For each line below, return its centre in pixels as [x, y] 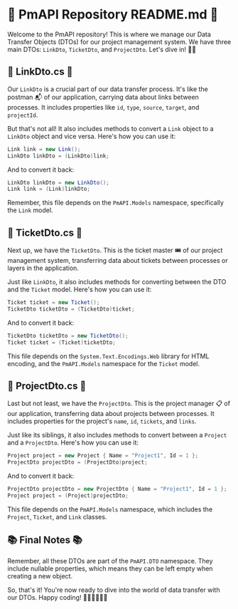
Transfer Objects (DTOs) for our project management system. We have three [119, 41]
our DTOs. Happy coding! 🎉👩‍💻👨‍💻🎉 [58, 597]
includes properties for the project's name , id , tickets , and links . [102, 421]
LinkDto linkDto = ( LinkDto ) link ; [59, 156]
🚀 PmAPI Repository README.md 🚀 [113, 15]
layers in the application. [43, 268]
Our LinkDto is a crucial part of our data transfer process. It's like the [108, 89]
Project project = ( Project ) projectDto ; [68, 496]
